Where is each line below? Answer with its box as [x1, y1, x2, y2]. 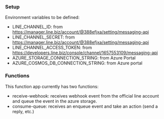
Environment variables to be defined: [5, 15, 80, 20]
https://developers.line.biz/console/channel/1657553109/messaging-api [12, 50, 158, 56]
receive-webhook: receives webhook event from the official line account [12, 93, 159, 99]
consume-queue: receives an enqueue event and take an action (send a [12, 103, 158, 109]
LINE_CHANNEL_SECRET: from [12, 34, 75, 40]
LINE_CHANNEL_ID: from [12, 24, 63, 30]
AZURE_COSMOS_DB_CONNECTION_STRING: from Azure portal [12, 60, 142, 66]
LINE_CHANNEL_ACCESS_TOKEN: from [12, 45, 92, 51]
